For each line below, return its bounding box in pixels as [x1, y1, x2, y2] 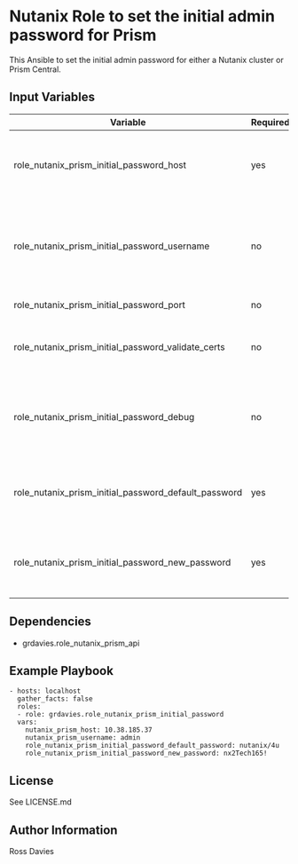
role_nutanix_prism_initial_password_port [13, 298, 186, 311]
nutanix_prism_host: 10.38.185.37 [25, 725, 153, 734]
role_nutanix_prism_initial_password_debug [13, 410, 195, 423]
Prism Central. [9, 64, 62, 75]
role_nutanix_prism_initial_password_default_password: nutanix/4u [25, 741, 279, 750]
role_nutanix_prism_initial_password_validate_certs [13, 340, 225, 353]
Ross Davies [9, 846, 55, 856]
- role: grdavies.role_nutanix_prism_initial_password [17, 710, 224, 719]
